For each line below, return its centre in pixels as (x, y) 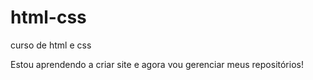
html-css (48, 17)
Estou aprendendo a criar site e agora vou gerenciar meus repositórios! (157, 64)
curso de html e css (51, 45)
